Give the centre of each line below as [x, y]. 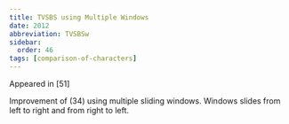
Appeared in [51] [40, 84]
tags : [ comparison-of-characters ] [73, 58]
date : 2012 [29, 26]
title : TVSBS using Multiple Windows [79, 17]
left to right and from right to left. [69, 110]
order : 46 [35, 50]
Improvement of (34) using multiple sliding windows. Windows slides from [145, 101]
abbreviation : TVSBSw [49, 34]
